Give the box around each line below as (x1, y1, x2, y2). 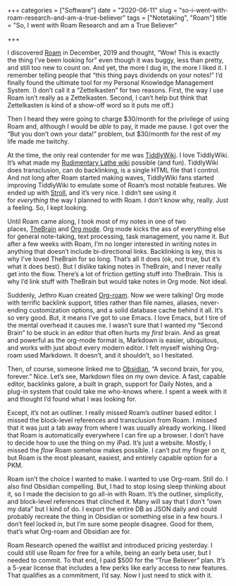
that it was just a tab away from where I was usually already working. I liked (7, 423, 227, 432)
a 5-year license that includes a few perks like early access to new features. (7, 563, 228, 572)
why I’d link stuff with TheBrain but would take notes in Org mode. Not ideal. (7, 277, 228, 286)
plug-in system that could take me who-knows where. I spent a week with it (7, 387, 228, 395)
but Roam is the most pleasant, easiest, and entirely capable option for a (7, 454, 218, 462)
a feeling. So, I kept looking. (7, 204, 88, 211)
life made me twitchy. (7, 137, 70, 146)
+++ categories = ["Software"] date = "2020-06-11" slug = (7, 6, 178, 14)
